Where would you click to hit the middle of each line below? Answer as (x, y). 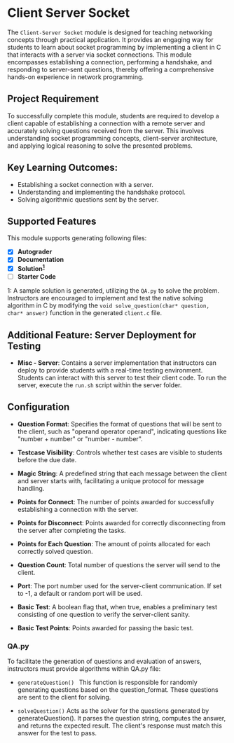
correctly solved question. (55, 551)
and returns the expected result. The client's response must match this (119, 725)
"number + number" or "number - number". (80, 438)
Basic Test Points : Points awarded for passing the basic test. (105, 627)
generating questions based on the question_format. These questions (118, 690)
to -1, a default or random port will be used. (80, 593)
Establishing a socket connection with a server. (85, 184)
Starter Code (36, 277)
